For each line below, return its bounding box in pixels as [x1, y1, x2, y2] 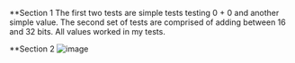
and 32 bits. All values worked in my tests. [9, 27, 166, 36]
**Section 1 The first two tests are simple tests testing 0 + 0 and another [9, 8, 280, 18]
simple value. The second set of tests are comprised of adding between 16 [9, 17, 286, 28]
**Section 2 [9, 43, 56, 54]
